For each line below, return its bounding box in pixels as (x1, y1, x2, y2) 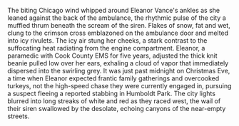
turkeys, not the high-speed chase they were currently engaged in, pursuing (7, 82, 232, 90)
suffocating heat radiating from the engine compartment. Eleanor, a (7, 44, 205, 52)
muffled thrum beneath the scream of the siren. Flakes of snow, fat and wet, (7, 21, 230, 29)
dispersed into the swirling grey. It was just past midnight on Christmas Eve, (7, 67, 230, 75)
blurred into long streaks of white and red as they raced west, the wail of (7, 97, 221, 105)
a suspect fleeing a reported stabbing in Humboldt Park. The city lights (7, 89, 216, 98)
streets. (7, 112, 30, 120)
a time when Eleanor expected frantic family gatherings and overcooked (7, 74, 220, 83)
